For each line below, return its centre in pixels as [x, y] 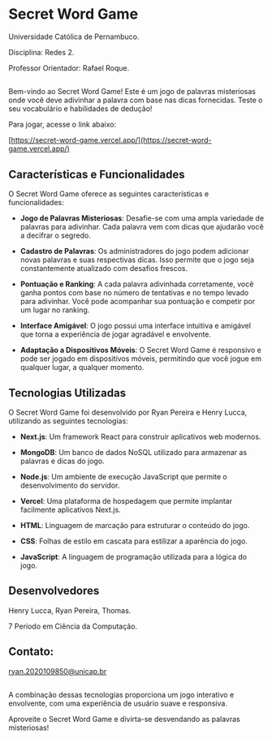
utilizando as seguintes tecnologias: [68, 421]
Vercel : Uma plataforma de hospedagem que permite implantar [126, 501]
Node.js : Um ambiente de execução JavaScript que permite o [123, 476]
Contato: [31, 652]
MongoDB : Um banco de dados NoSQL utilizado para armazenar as [134, 452]
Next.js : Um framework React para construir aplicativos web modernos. [140, 436]
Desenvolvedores [54, 591]
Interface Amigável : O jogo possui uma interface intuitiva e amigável [136, 326]
